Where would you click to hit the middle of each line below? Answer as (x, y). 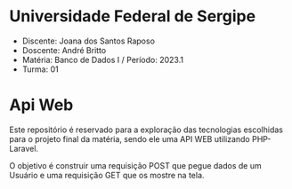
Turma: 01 (41, 69)
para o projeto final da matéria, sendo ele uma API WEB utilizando (130, 138)
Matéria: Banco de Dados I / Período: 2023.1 (103, 59)
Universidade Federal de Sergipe (133, 16)
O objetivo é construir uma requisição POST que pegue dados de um (135, 165)
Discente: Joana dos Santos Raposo (89, 41)
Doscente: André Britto (64, 50)
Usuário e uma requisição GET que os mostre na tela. (107, 175)
